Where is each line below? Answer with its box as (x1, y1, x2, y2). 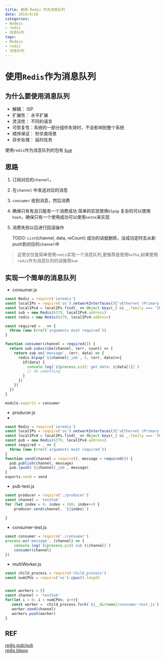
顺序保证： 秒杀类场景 (12, 131, 57, 137)
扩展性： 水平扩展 (12, 112, 48, 118)
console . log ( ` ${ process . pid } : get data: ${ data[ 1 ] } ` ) (27, 364, 139, 369)
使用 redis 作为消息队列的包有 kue (5, 147, 72, 153)
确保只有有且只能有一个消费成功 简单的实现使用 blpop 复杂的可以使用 (12, 208, 151, 214)
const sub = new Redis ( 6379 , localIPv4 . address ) (5, 310, 107, 315)
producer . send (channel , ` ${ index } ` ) (14, 506, 89, 511)
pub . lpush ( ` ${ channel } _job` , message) (9, 465, 89, 470)
